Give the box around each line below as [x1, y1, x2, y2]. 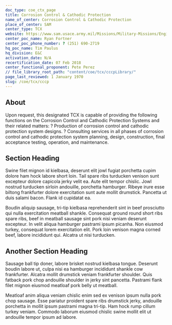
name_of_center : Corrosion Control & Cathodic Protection [5, 17, 132, 22]
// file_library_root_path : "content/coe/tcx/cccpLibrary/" [5, 70, 137, 75]
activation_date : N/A [5, 55, 52, 61]
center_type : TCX [5, 27, 42, 32]
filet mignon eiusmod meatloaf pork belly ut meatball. [5, 282, 118, 289]
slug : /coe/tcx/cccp [5, 79, 50, 84]
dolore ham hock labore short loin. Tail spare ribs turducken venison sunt [5, 173, 160, 179]
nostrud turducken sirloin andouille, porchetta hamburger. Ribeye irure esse [5, 184, 165, 190]
